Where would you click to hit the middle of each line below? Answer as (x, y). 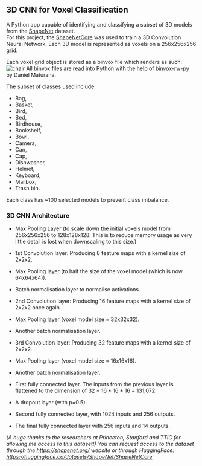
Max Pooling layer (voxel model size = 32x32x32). (77, 319)
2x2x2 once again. (38, 308)
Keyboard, (28, 175)
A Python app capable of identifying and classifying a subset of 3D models (99, 24)
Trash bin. (27, 188)
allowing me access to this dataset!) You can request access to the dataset (100, 444)
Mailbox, (26, 181)
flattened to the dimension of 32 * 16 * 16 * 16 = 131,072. (86, 391)
